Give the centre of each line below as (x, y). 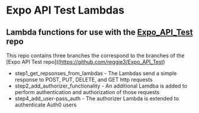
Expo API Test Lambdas (65, 10)
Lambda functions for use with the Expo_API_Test (99, 32)
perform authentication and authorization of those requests (87, 92)
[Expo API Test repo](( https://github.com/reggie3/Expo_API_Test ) (86, 62)
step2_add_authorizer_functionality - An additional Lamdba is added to (101, 86)
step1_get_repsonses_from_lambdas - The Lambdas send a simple (96, 73)
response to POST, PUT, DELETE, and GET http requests (84, 80)
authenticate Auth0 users (46, 105)
